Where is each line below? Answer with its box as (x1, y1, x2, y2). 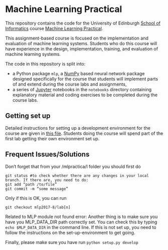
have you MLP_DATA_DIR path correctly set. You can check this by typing (5, 219, 157, 225)
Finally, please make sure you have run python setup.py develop (5, 239, 139, 245)
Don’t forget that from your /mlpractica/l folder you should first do (5, 163, 141, 169)
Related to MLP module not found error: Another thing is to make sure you (5, 213, 158, 219)
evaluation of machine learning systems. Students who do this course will (5, 40, 157, 46)
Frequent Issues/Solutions (5, 150, 90, 159)
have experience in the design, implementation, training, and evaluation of (5, 46, 158, 52)
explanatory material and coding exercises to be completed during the (12, 92, 158, 98)
